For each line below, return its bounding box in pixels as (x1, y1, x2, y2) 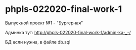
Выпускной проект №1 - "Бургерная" (5, 20, 83, 26)
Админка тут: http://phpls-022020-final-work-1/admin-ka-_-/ (5, 29, 131, 35)
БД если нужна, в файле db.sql (5, 39, 71, 45)
